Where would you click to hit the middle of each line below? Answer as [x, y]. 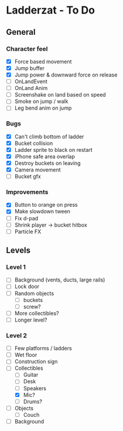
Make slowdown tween [42, 211]
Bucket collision [34, 143]
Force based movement [43, 61]
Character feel [27, 49]
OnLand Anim [31, 88]
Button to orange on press [46, 205]
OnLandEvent [31, 82]
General [21, 32]
